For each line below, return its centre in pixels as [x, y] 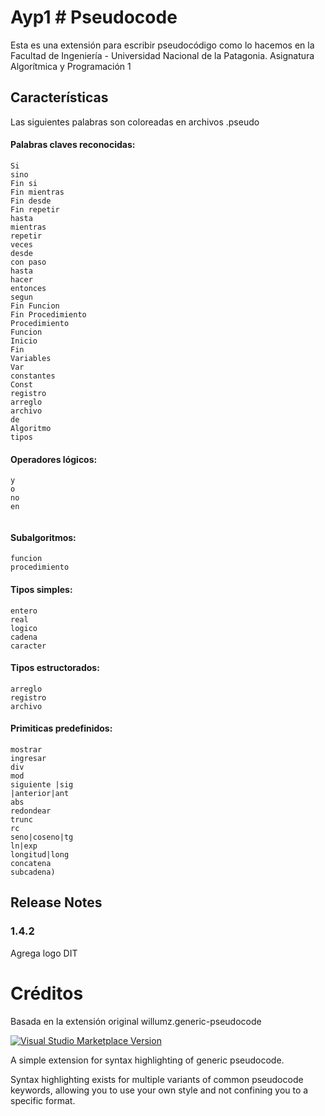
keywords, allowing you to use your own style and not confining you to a [159, 1090]
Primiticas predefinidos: [61, 728]
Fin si [24, 183]
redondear [31, 811]
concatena [31, 863]
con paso [28, 262]
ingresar [28, 758]
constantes [33, 376]
